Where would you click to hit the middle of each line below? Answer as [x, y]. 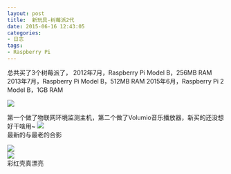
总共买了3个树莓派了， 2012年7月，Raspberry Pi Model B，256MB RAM [110, 72]
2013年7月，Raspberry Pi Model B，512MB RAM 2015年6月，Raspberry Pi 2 [116, 81]
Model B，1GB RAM [35, 90]
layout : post [26, 13]
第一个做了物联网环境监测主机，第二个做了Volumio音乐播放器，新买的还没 [113, 117]
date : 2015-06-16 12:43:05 [46, 26]
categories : [24, 33]
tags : [15, 46]
